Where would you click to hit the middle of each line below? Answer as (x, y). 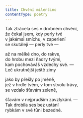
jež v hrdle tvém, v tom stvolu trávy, (42, 84)
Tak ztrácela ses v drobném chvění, (41, 28)
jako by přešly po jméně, (30, 79)
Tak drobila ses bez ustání (32, 105)
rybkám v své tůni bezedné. (34, 110)
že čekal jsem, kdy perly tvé (34, 34)
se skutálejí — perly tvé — (32, 44)
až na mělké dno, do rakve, (33, 54)
